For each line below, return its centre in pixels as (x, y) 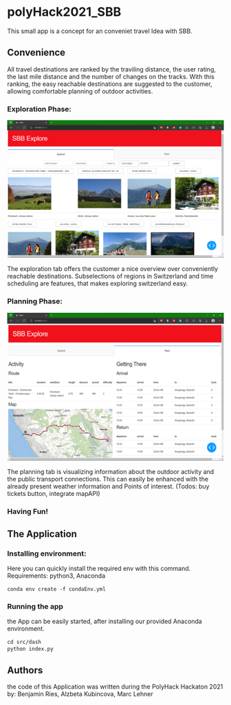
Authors (25, 670)
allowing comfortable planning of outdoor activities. (80, 91)
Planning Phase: (35, 301)
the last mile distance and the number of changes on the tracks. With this (111, 76)
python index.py (30, 649)
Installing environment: (47, 553)
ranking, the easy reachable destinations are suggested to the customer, (110, 84)
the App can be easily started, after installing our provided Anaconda (105, 621)
